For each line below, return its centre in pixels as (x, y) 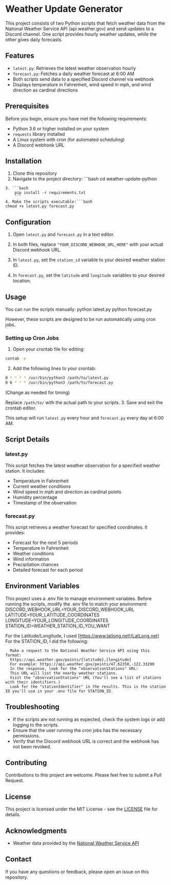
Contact (18, 859)
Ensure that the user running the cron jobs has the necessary (77, 730)
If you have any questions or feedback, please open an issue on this (77, 872)
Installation (24, 161)
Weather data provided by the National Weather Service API (76, 843)
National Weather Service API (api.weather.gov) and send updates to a (80, 28)
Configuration (28, 222)
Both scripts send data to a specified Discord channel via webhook (83, 79)
